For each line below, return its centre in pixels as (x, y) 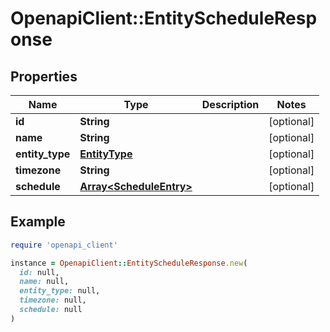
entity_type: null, (60, 291)
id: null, (39, 272)
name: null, (44, 282)
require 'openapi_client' (64, 245)
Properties (44, 76)
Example (38, 222)
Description (230, 104)
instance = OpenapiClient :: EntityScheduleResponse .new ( (129, 263)
